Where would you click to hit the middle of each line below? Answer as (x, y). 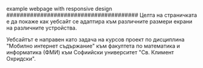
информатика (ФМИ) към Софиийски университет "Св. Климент (90, 52)
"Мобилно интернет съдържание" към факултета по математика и (93, 46)
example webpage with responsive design (59, 9)
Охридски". (21, 59)
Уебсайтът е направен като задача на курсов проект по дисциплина (95, 39)
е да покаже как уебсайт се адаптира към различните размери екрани (99, 21)
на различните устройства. (42, 28)
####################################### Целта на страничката (102, 15)
